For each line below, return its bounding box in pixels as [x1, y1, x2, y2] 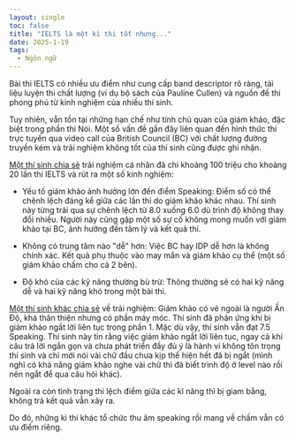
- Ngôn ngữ [17, 54, 57, 63]
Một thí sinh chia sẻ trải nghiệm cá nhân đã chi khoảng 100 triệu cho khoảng [9, 160, 287, 170]
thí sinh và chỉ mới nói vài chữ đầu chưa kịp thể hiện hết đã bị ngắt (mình [9, 350, 273, 361]
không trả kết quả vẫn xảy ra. [9, 395, 116, 406]
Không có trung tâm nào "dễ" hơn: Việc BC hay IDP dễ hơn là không [21, 240, 269, 251]
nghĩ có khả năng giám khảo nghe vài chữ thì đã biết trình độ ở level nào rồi [9, 360, 283, 369]
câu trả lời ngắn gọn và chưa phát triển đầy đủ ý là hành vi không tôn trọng [9, 341, 281, 351]
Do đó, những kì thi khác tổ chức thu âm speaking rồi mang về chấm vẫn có [9, 413, 285, 422]
